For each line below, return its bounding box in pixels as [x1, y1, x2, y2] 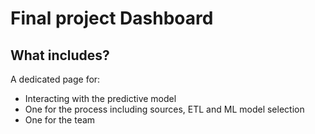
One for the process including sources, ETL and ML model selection [24, 103, 305, 115]
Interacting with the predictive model [24, 93, 177, 104]
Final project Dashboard [10, 7, 214, 30]
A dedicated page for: [10, 73, 101, 85]
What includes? [10, 47, 110, 64]
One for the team [24, 114, 96, 126]
